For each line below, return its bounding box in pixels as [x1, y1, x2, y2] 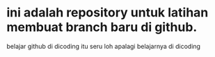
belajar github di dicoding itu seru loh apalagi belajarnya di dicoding [6, 42, 201, 50]
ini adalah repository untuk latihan [6, 5, 209, 21]
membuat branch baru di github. [6, 19, 198, 35]
